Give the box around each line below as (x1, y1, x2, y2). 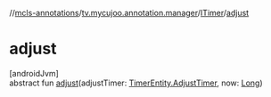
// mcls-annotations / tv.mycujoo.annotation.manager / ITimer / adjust (9, 8, 250, 18)
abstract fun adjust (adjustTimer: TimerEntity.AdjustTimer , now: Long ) (9, 77, 263, 88)
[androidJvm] (9, 68, 60, 78)
